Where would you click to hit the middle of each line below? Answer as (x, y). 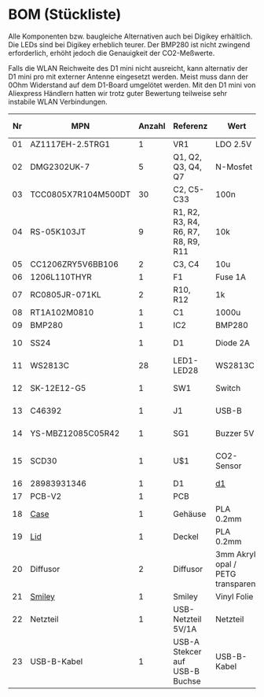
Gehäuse (189, 514)
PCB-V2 (46, 496)
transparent (237, 584)
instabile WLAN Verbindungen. (58, 101)
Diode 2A (233, 342)
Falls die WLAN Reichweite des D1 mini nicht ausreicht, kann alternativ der (128, 68)
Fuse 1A (231, 277)
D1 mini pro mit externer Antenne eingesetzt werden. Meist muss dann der (128, 76)
